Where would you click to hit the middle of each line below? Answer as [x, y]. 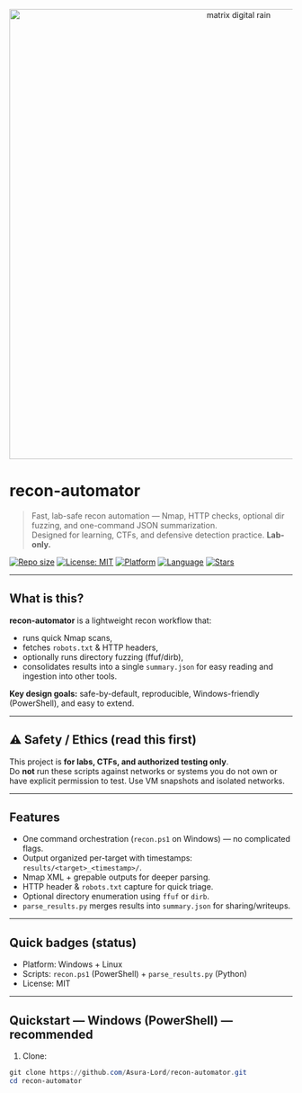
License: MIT [46, 984]
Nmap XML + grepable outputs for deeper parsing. [116, 877]
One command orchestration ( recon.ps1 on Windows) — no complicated [156, 839]
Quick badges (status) [73, 942]
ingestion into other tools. [70, 676]
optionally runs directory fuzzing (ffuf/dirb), [103, 656]
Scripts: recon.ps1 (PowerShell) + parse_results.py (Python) [134, 974]
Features [35, 817]
